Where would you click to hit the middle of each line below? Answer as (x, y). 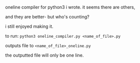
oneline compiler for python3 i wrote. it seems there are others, (70, 7)
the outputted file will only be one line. (44, 55)
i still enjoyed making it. (29, 26)
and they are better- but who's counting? (47, 17)
